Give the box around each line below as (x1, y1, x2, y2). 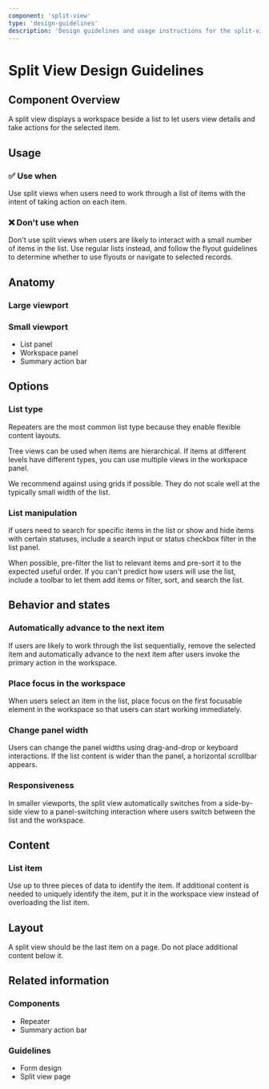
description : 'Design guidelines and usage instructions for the (8, 26, 231, 35)
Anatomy (8, 275, 55, 289)
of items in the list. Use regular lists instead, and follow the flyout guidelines (8, 244, 258, 254)
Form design (19, 1063, 62, 1073)
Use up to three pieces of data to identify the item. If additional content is (8, 880, 250, 891)
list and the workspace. (8, 815, 86, 825)
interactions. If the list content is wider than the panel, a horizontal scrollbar (8, 751, 258, 761)
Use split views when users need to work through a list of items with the (8, 189, 246, 198)
